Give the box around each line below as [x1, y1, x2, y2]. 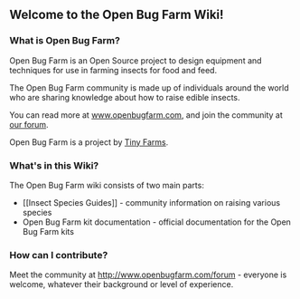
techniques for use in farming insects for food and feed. [9, 64, 218, 75]
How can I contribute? [9, 248, 108, 261]
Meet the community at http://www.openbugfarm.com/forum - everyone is [9, 269, 287, 280]
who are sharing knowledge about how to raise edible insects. [9, 92, 241, 102]
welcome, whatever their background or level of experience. [9, 279, 234, 290]
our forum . [9, 119, 49, 130]
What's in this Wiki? [9, 159, 99, 171]
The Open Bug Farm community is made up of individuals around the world [9, 82, 289, 93]
